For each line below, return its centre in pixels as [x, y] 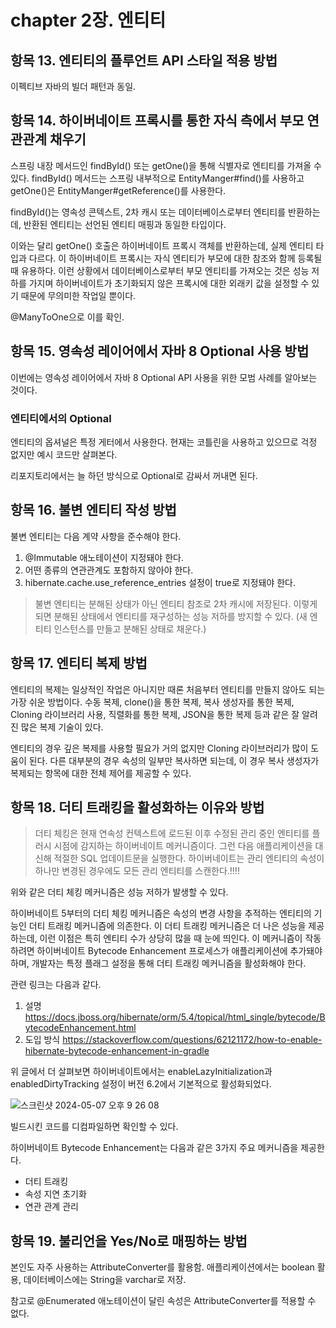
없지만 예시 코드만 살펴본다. [64, 454]
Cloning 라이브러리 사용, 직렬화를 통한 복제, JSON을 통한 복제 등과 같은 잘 [155, 714]
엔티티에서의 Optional [61, 418]
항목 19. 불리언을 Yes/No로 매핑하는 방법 [129, 1241]
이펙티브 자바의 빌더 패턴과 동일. [73, 86]
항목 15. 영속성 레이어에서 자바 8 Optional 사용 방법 [160, 351]
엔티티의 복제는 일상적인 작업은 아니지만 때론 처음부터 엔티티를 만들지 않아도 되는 [168, 689]
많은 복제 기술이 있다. [62, 727]
